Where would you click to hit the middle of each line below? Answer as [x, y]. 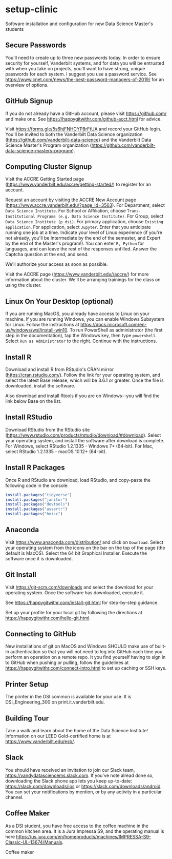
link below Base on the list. [34, 401]
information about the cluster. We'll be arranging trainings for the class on [83, 280]
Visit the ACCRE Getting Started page [45, 179]
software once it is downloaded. [39, 558]
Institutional [20, 217]
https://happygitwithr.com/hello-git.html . [48, 618]
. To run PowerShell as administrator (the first [115, 330]
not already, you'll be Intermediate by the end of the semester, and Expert [83, 238]
